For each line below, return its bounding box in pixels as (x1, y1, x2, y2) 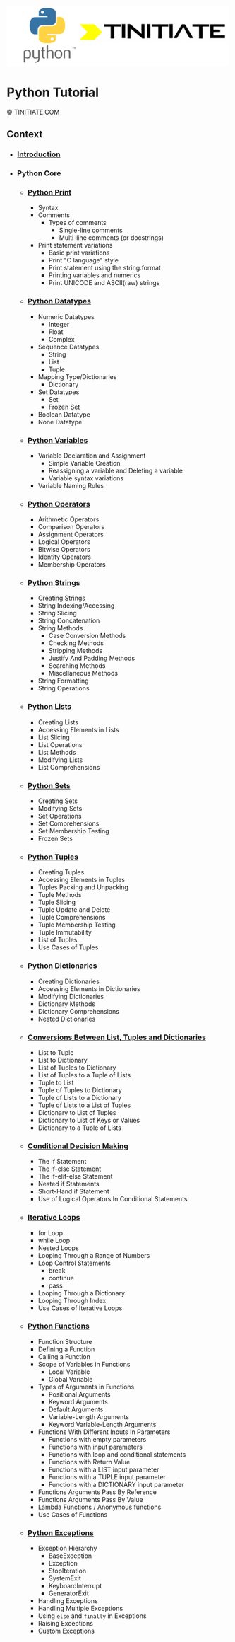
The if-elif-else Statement (37, 1172, 114, 1181)
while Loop (37, 1236, 71, 1244)
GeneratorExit (48, 1589, 89, 1597)
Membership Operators (37, 560, 107, 569)
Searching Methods (48, 661, 106, 670)
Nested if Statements (37, 1180, 100, 1189)
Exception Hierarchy (37, 1544, 97, 1553)
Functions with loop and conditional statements (48, 1450, 186, 1459)
